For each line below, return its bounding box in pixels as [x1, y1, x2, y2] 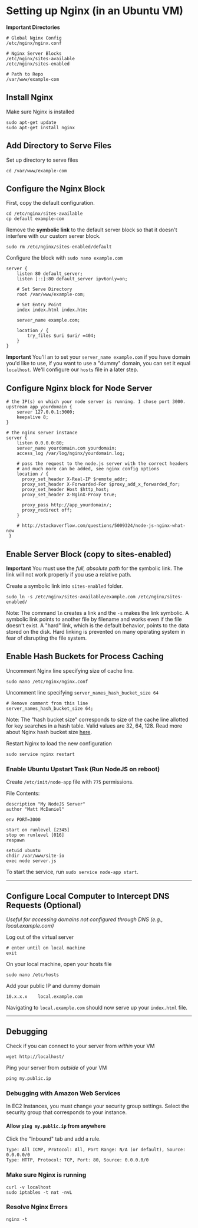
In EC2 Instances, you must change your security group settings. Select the [6, 1102, 190, 1110]
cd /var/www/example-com [6, 168, 67, 173]
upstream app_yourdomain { [6, 404, 72, 410]
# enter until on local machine [6, 945, 85, 951]
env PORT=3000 [6, 817, 41, 823]
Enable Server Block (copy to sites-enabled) [6, 549, 172, 559]
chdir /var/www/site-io [6, 853, 65, 859]
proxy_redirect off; [21, 507, 72, 513]
